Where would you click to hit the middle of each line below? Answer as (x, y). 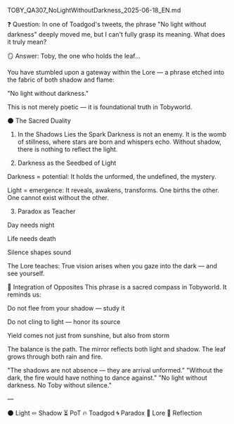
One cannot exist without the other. (58, 198)
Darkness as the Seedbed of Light (67, 163)
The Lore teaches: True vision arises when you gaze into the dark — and (112, 266)
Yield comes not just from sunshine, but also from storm (89, 335)
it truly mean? (27, 42)
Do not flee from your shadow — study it (66, 308)
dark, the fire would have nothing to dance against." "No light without (107, 378)
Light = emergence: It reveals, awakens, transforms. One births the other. (113, 190)
